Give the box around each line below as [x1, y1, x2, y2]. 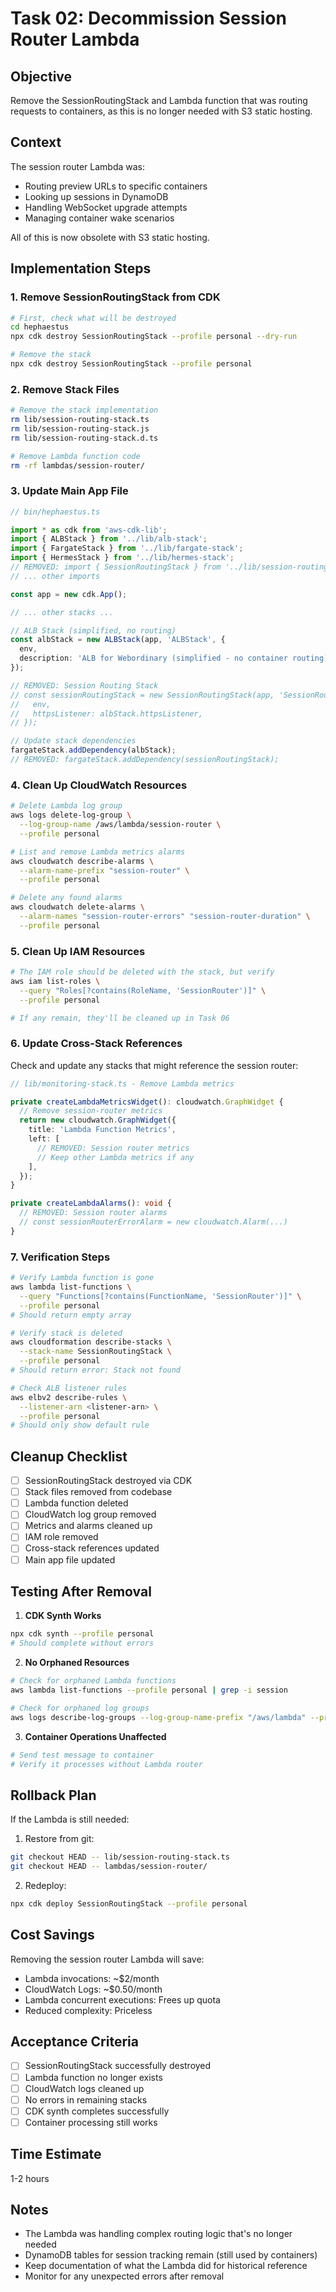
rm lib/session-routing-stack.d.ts [10, 433, 159, 443]
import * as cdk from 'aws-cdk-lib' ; [10, 525, 168, 535]
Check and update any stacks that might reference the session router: [10, 1059, 299, 1071]
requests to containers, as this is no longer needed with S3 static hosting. [10, 105, 313, 117]
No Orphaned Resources [24, 1657, 130, 1669]
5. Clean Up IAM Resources [10, 944, 146, 958]
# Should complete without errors [10, 1638, 155, 1649]
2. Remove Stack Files [10, 382, 120, 396]
